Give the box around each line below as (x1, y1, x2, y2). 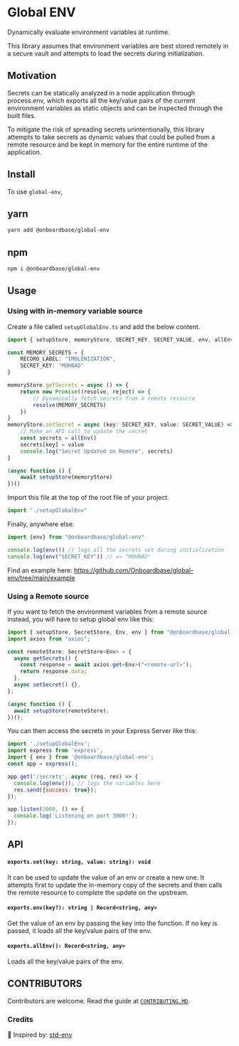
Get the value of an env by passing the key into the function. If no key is (7, 919, 218, 927)
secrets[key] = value (20, 441, 84, 448)
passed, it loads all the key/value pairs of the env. (7, 926, 152, 935)
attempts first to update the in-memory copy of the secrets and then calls (7, 880, 223, 889)
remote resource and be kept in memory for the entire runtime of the (7, 140, 208, 149)
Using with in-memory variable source (7, 306, 144, 316)
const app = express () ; (7, 760, 78, 768)
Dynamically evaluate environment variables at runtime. (7, 28, 170, 36)
